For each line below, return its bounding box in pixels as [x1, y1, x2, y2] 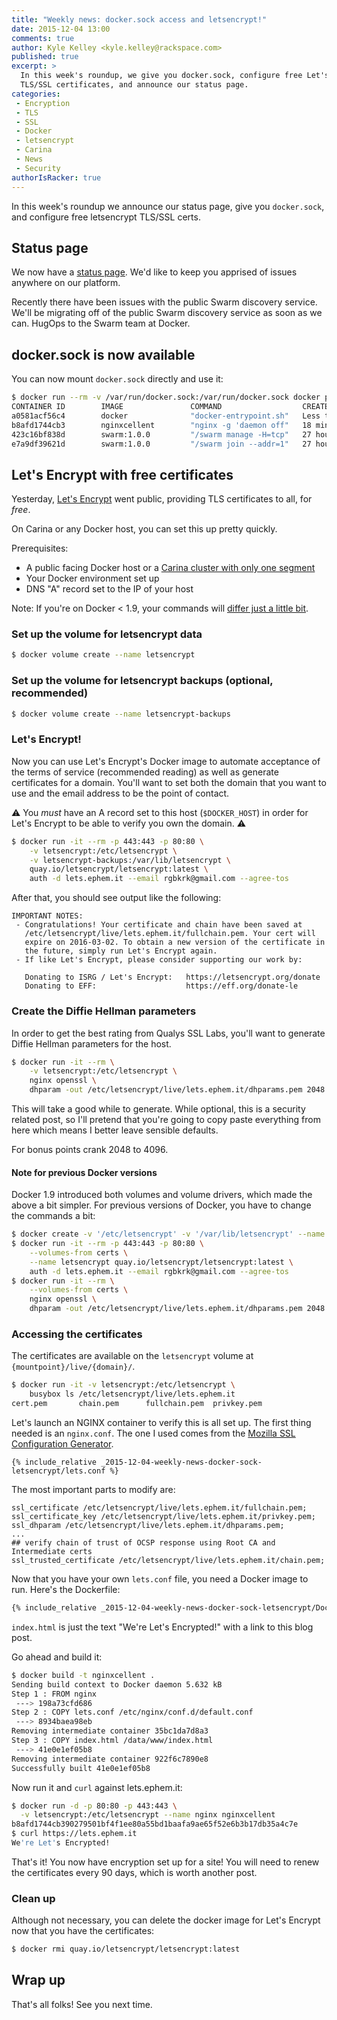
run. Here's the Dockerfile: [11, 1584, 121, 1595]
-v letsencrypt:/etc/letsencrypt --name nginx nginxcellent [20, 1810, 276, 1820]
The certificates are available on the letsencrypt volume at [11, 1350, 254, 1362]
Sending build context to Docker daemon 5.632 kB [11, 1679, 223, 1690]
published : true [11, 52, 79, 62]
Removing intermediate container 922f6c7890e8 [11, 1754, 209, 1764]
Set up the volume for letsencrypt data [11, 627, 203, 641]
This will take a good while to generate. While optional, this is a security [11, 1103, 306, 1115]
